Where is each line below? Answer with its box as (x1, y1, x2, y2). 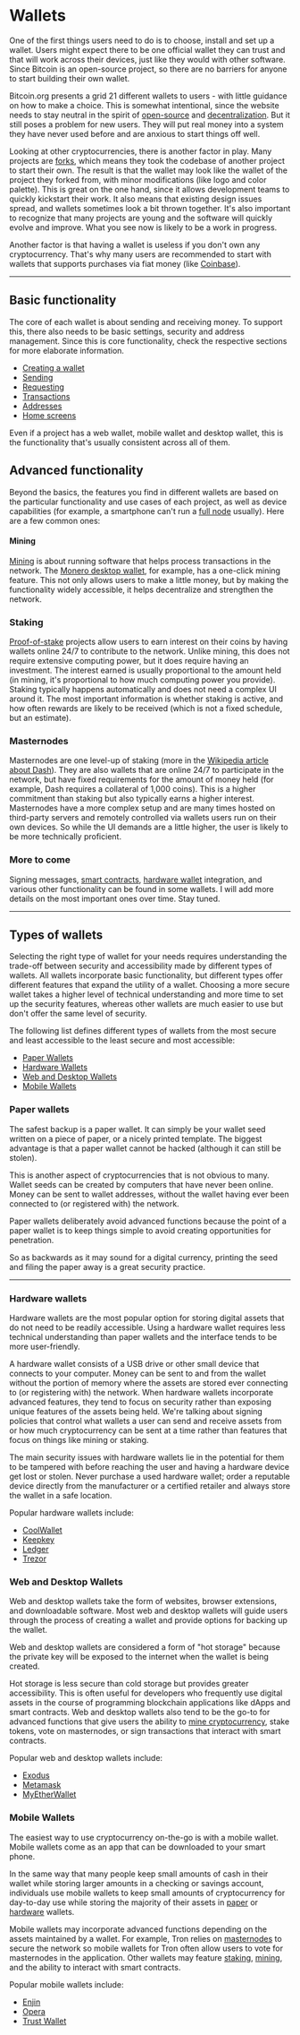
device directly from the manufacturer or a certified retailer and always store (9, 1481, 291, 1491)
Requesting (21, 382, 64, 392)
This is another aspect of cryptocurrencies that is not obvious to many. (9, 1170, 270, 1181)
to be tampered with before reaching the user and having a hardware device (9, 1462, 290, 1473)
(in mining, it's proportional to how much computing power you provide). (9, 674, 276, 685)
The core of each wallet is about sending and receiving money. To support (9, 316, 283, 327)
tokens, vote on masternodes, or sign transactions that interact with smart (9, 1726, 281, 1737)
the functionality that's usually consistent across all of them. (9, 436, 230, 448)
